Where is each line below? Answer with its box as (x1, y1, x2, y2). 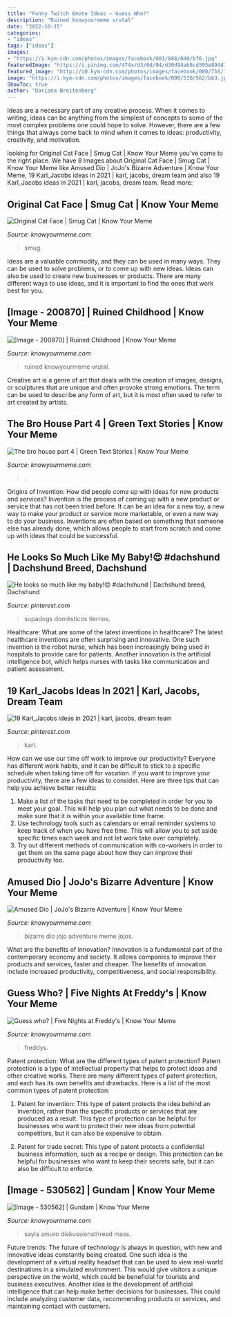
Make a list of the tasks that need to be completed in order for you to (17, 797, 213, 806)
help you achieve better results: (7, 784, 97, 792)
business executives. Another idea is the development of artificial (7, 1280, 193, 1288)
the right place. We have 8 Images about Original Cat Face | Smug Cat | (7, 156, 211, 165)
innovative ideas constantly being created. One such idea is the (7, 1250, 188, 1259)
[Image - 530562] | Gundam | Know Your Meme (7, 1184, 215, 1197)
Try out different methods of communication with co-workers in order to (17, 841, 223, 849)
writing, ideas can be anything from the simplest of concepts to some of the (7, 113, 223, 122)
